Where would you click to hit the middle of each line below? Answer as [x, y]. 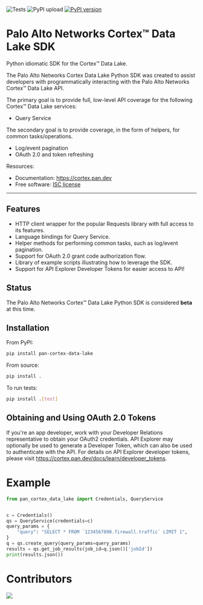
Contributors [39, 579]
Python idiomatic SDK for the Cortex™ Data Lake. [67, 63]
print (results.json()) [35, 555]
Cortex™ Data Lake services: [42, 106]
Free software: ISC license [48, 184]
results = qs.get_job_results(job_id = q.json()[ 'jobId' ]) [79, 549]
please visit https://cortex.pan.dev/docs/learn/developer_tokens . [87, 458]
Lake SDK [31, 47]
